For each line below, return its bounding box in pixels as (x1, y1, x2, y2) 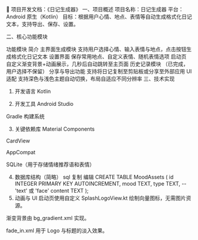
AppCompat (6, 149, 35, 155)
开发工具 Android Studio (14, 100, 74, 107)
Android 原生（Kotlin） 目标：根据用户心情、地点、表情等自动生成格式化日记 (6, 13, 192, 20)
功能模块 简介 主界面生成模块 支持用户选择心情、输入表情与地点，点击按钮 (6, 46, 187, 53)
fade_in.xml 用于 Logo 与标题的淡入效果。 (6, 227, 108, 234)
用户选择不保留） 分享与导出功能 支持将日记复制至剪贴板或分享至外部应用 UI (6, 68, 192, 74)
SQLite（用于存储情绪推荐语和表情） (6, 161, 95, 168)
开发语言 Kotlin (14, 88, 51, 95)
